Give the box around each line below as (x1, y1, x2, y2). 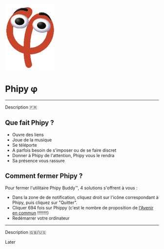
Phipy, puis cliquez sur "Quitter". (12, 200, 78, 205)
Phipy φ (5, 84, 38, 94)
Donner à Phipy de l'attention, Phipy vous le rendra (12, 152, 115, 158)
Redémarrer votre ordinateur (12, 215, 70, 221)
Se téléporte (12, 142, 38, 148)
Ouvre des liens (12, 132, 44, 137)
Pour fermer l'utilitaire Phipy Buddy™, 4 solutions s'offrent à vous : (5, 185, 138, 191)
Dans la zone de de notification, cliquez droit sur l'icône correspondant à (12, 194, 159, 200)
